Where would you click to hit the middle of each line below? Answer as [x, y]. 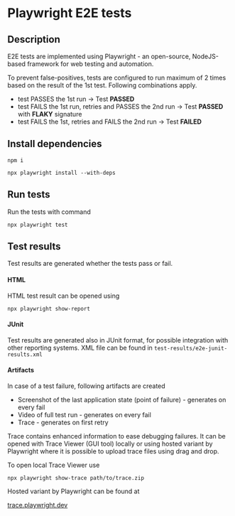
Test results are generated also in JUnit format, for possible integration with [118, 340]
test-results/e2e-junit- [191, 348]
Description [34, 39]
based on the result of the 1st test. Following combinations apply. [102, 85]
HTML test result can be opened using [64, 296]
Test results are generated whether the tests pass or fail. [90, 264]
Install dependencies [55, 144]
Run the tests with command [49, 212]
